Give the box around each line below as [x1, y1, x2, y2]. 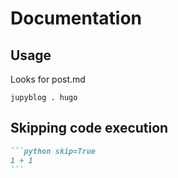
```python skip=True [10, 146, 97, 156]
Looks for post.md [10, 73, 86, 85]
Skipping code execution [10, 120, 169, 137]
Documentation [10, 7, 143, 30]
